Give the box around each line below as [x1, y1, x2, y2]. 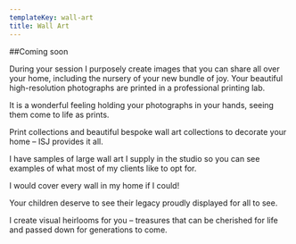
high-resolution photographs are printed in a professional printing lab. [9, 82, 266, 93]
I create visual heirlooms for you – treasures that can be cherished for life [9, 215, 278, 225]
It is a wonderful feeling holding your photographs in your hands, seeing [9, 99, 275, 110]
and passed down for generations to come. [9, 224, 168, 235]
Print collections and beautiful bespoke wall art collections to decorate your [9, 126, 287, 137]
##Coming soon [9, 46, 69, 56]
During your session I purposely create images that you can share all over [9, 63, 280, 74]
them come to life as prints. [9, 109, 110, 120]
